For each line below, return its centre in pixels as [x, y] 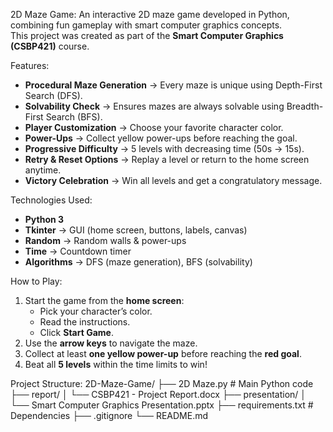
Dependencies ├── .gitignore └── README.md [109, 415]
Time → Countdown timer [78, 251]
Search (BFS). [74, 117]
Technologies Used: [51, 200]
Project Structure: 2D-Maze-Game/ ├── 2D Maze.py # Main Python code [162, 383]
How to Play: [36, 281]
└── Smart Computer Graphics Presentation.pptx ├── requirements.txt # [162, 405]
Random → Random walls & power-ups [105, 240]
